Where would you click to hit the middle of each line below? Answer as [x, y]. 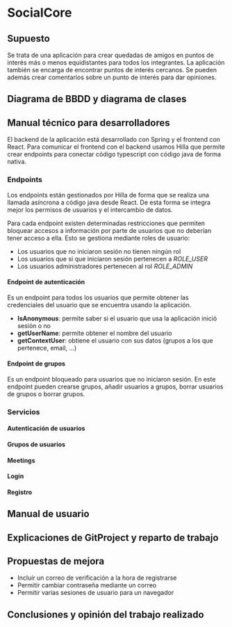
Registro [20, 492]
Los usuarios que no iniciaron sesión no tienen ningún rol [99, 251]
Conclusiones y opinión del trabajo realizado [106, 614]
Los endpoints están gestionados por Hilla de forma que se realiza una [108, 195]
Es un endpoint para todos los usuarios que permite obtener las [98, 298]
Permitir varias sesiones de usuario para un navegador [96, 593]
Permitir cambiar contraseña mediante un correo [87, 585]
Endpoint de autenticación [46, 282]
